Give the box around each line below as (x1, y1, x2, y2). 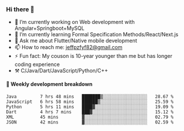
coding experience (14, 61, 60, 68)
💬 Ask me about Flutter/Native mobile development (14, 37, 137, 44)
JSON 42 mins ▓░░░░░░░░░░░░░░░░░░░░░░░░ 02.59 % (6, 119, 174, 125)
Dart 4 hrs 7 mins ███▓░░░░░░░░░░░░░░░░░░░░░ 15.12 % (6, 109, 174, 115)
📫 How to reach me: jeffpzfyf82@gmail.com (14, 44, 123, 51)
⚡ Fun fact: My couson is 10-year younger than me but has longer (14, 53, 173, 60)
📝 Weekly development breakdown (6, 80, 93, 87)
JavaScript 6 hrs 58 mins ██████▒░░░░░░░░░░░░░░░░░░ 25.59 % (6, 99, 174, 105)
